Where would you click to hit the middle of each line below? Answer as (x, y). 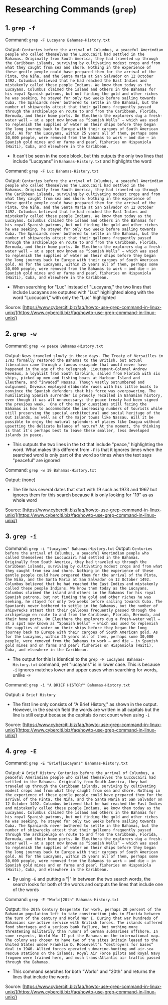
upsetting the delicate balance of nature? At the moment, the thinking (83, 426)
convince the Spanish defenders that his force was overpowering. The (80, 391)
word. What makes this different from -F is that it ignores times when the (87, 450)
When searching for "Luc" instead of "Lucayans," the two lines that (82, 287)
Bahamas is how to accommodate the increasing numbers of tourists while (84, 408)
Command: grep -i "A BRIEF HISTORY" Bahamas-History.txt (68, 685)
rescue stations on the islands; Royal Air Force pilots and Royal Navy (83, 954)
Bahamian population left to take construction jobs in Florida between (83, 914)
